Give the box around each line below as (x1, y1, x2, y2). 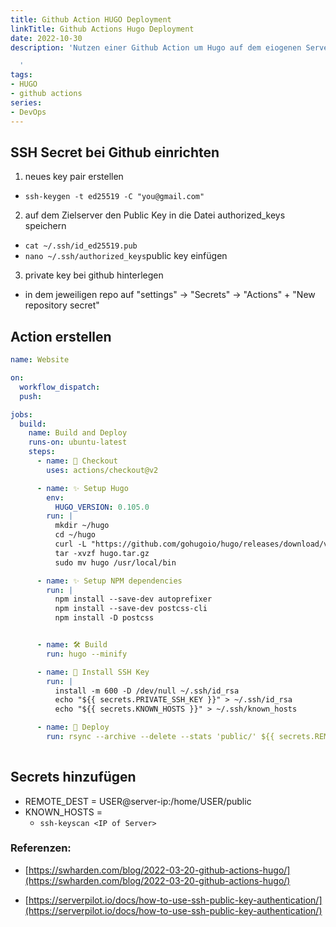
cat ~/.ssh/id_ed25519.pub (24, 241, 138, 251)
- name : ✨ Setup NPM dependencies (36, 576, 183, 586)
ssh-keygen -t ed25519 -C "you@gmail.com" (24, 192, 205, 202)
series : (10, 97, 43, 108)
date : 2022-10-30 (10, 33, 83, 43)
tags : (10, 70, 33, 80)
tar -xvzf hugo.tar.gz (54, 548, 150, 558)
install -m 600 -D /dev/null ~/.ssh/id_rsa (54, 686, 240, 696)
